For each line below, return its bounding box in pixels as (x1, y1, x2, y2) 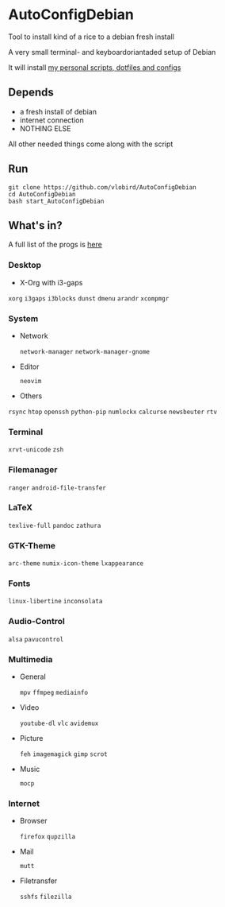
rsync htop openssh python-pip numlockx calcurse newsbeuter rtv (8, 408, 218, 416)
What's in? (8, 219, 63, 232)
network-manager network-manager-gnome (19, 347, 151, 355)
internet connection (19, 115, 85, 125)
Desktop (8, 260, 42, 271)
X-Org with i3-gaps (19, 277, 83, 287)
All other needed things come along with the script (8, 139, 174, 149)
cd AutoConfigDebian (8, 190, 77, 198)
